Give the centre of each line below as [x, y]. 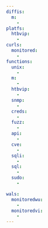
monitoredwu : [27, 199]
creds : [19, 111]
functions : [19, 61]
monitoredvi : [27, 211]
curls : [14, 45]
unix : [18, 67]
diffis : [16, 12]
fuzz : [18, 123]
